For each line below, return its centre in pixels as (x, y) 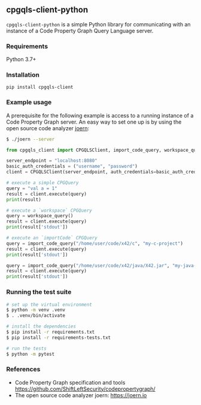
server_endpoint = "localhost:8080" (52, 161)
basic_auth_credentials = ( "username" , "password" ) (72, 166)
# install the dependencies (41, 326)
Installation (23, 75)
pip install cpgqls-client (40, 87)
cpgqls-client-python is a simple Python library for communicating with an (98, 24)
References (23, 370)
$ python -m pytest (31, 354)
